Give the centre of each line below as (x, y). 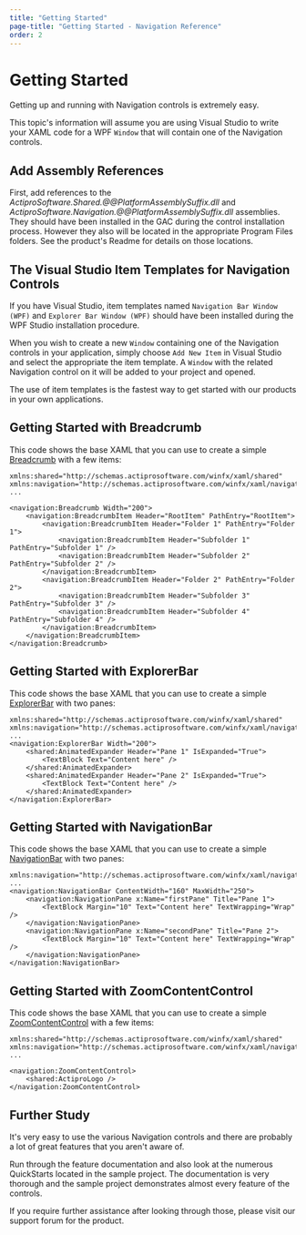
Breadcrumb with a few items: (66, 459)
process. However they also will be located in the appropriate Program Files (151, 231)
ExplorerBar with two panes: (62, 703)
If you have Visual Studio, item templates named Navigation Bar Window (144, 305)
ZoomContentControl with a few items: (82, 1023)
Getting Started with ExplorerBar (104, 672)
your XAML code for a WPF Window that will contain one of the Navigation (146, 132)
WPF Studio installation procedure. (75, 325)
